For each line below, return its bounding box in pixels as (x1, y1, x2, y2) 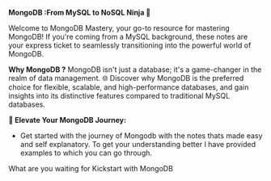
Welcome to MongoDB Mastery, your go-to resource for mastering (8, 23, 231, 32)
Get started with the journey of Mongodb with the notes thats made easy (19, 131, 263, 141)
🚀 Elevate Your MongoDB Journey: (8, 116, 127, 124)
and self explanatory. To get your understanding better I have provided (19, 140, 256, 149)
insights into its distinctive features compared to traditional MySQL (8, 91, 231, 100)
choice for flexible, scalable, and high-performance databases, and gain (8, 82, 249, 92)
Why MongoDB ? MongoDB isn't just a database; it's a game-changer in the (8, 65, 262, 74)
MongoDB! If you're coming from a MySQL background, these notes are (8, 32, 248, 41)
